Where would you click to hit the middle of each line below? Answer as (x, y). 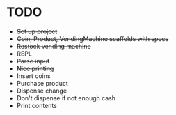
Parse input (33, 61)
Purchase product (42, 83)
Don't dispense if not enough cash (66, 98)
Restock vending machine (54, 46)
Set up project (37, 31)
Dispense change (42, 91)
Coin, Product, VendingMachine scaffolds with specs (93, 38)
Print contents (37, 105)
